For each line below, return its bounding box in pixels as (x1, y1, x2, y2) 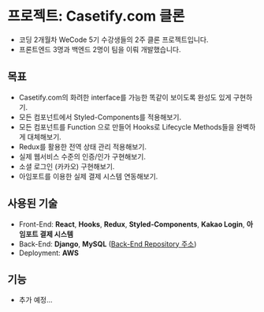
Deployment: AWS (18, 248, 80, 257)
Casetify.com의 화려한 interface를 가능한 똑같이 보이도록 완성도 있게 (18, 92, 232, 102)
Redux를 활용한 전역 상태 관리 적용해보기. (18, 141, 147, 151)
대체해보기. (27, 132, 62, 141)
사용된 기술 (7, 197, 58, 210)
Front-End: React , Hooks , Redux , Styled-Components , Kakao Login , (18, 219, 245, 229)
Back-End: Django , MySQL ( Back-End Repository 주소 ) (18, 239, 197, 249)
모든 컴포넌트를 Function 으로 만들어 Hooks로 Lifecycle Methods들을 (18, 122, 235, 131)
